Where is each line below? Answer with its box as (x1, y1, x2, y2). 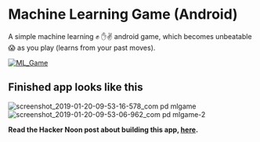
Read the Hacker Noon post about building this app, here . (8, 125, 198, 134)
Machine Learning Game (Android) (8, 5, 238, 23)
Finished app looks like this (8, 80, 143, 94)
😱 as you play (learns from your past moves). (8, 43, 156, 52)
